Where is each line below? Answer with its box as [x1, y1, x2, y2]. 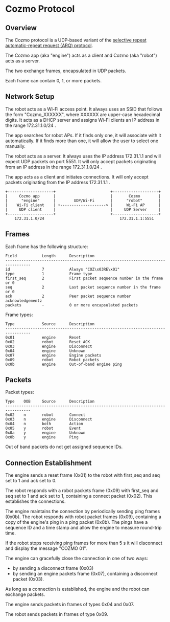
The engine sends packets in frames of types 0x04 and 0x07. [5, 602, 134, 608]
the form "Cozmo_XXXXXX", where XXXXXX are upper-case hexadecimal [5, 111, 160, 118]
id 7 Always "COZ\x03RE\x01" [5, 266, 120, 272]
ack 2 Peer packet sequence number [5, 294, 131, 299]
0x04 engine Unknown [5, 348, 86, 353]
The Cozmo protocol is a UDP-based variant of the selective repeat [5, 37, 147, 43]
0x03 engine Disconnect [5, 344, 93, 349]
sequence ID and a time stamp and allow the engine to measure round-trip [5, 525, 162, 531]
